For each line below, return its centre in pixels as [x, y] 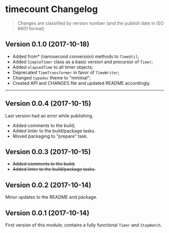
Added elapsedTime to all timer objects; [53, 67]
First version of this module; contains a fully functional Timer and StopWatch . [84, 225]
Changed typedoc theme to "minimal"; [52, 78]
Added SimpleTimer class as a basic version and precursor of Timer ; [83, 62]
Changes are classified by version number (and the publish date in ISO [91, 23]
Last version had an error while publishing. [49, 115]
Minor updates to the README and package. [51, 197]
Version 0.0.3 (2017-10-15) [48, 152]
